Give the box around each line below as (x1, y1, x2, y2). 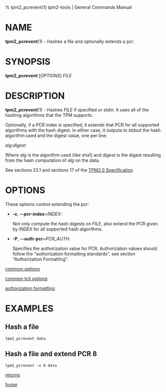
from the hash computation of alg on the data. (5, 157, 100, 163)
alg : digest (5, 142, 26, 148)
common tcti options (5, 276, 47, 282)
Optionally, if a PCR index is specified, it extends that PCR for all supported (5, 121, 159, 127)
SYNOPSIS (5, 56, 51, 67)
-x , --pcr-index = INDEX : (12, 211, 62, 217)
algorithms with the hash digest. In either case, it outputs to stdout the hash (5, 127, 161, 133)
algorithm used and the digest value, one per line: (5, 133, 107, 139)
